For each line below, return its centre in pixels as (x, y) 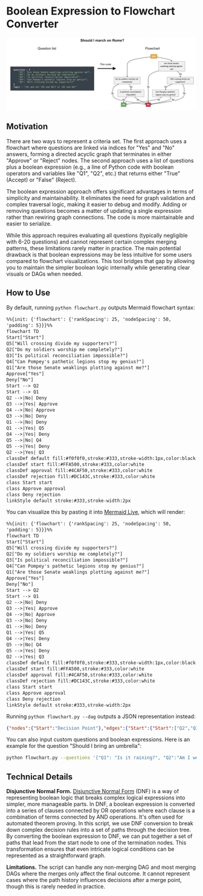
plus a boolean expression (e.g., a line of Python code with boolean (90, 167)
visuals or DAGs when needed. (44, 274)
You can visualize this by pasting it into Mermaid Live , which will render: (96, 511)
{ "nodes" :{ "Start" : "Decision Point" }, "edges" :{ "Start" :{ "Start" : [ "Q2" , (98, 728)
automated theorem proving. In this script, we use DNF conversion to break (100, 823)
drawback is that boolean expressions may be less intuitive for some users (99, 255)
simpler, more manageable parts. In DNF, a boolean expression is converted (101, 804)
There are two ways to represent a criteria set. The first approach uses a (97, 141)
